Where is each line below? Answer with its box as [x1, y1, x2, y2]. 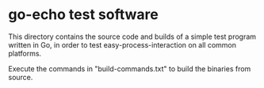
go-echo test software [8, 6, 159, 24]
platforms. [8, 48, 42, 58]
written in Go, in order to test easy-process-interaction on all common [8, 40, 236, 49]
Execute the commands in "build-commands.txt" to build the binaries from [8, 63, 251, 73]
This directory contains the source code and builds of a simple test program [8, 32, 256, 41]
